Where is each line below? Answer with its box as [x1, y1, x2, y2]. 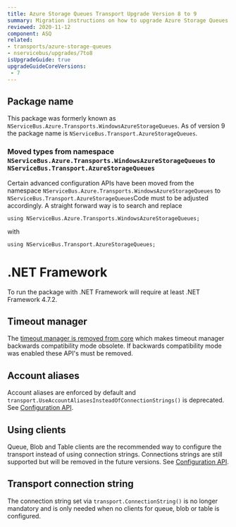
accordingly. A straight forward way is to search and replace [7, 201, 182, 210]
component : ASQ [7, 30, 52, 37]
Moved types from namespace [7, 147, 115, 157]
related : [7, 37, 33, 44]
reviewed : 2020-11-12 [7, 23, 71, 30]
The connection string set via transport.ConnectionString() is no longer [7, 497, 218, 505]
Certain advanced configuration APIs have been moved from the [7, 178, 194, 187]
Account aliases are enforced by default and [7, 389, 136, 397]
